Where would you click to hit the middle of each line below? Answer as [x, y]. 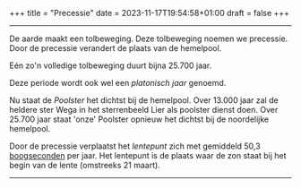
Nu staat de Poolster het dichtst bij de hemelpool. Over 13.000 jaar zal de [144, 100]
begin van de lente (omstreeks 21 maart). [85, 165]
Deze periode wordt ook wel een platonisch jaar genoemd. [118, 83]
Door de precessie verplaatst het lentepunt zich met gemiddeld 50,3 [135, 146]
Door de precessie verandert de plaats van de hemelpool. [116, 48]
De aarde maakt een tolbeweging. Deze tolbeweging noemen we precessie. [149, 38]
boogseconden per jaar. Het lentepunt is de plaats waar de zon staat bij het [148, 155]
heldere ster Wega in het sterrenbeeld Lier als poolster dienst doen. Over [144, 110]
